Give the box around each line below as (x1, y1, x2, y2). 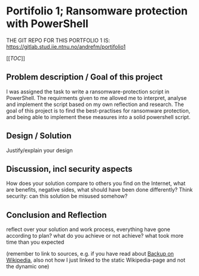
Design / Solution (6, 131, 72, 141)
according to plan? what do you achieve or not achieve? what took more (6, 232, 184, 239)
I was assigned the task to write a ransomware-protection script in (6, 88, 170, 95)
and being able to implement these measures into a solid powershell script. (6, 113, 191, 120)
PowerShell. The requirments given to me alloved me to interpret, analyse (6, 94, 187, 101)
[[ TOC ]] (6, 54, 25, 62)
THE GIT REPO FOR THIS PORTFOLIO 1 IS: (6, 37, 111, 44)
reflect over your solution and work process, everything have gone (6, 226, 170, 233)
